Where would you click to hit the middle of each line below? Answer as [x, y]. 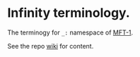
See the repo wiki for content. [51, 46]
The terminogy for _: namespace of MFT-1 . [70, 32]
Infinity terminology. [69, 13]
